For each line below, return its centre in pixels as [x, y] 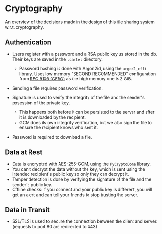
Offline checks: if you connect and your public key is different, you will [82, 189]
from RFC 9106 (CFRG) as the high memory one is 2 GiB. [75, 78]
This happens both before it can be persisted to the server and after [87, 112]
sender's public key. [32, 184]
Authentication [28, 42]
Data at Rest [24, 152]
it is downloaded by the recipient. [52, 117]
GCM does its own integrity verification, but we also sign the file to [86, 122]
